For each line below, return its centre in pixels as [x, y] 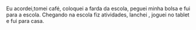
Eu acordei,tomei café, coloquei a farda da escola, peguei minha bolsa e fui [98, 9]
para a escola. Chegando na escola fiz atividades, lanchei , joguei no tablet [98, 15]
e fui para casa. [25, 21]
